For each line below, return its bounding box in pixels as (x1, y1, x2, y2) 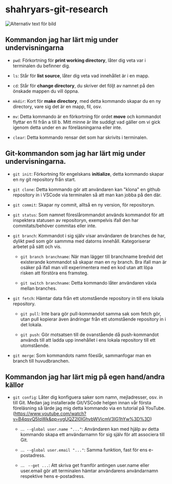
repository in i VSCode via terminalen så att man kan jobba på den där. (12, 192, 162, 198)
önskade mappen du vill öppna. (12, 88, 79, 94)
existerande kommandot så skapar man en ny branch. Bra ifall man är (20, 258, 167, 265)
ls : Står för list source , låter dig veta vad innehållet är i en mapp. (12, 72, 149, 79)
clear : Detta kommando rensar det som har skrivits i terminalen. (12, 134, 148, 140)
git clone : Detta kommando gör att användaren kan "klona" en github (12, 186, 161, 192)
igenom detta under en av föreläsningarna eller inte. (12, 124, 122, 131)
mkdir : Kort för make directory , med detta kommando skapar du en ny (12, 98, 161, 104)
